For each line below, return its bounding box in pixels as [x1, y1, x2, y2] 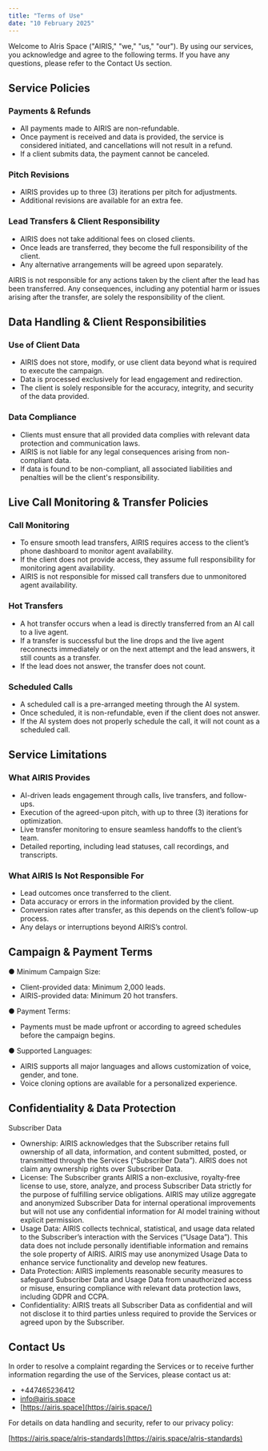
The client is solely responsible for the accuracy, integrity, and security [19, 383, 254, 393]
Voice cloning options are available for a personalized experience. [19, 1078, 238, 1088]
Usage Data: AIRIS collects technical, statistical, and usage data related [19, 1223, 255, 1233]
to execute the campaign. [19, 366, 104, 376]
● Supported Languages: [8, 1046, 93, 1055]
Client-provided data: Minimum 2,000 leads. [19, 982, 166, 992]
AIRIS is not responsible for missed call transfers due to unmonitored [19, 572, 246, 582]
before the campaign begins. [19, 1030, 116, 1040]
